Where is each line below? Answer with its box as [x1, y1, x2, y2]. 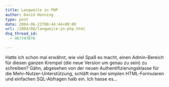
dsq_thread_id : [5, 31, 38, 36]
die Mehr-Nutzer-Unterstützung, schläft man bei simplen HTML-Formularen [5, 70, 164, 76]
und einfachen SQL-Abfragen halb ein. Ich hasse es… [5, 76, 117, 82]
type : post [5, 17, 29, 22]
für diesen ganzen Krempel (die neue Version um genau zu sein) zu [5, 60, 147, 66]
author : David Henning [5, 12, 54, 17]
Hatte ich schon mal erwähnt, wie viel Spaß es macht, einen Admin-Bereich [5, 54, 164, 60]
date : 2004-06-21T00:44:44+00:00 [5, 21, 77, 27]
